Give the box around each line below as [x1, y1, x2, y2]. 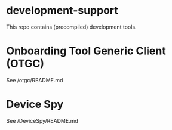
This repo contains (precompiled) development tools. [6, 23, 137, 30]
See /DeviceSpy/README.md [6, 117, 79, 124]
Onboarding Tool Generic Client [6, 44, 166, 58]
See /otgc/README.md [6, 76, 63, 83]
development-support [6, 4, 118, 17]
